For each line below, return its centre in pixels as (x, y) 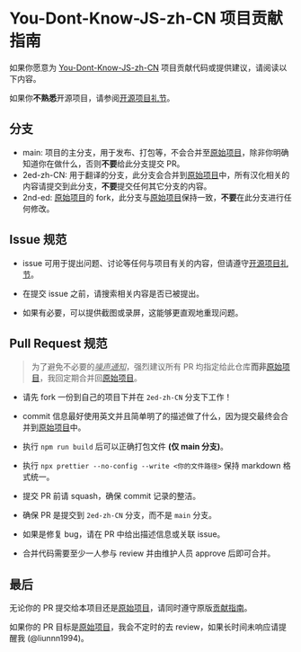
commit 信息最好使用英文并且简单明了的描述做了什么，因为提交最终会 (151, 416)
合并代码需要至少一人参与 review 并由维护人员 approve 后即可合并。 (149, 553)
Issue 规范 (38, 240)
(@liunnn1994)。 (58, 639)
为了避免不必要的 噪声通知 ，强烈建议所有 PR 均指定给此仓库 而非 (149, 367)
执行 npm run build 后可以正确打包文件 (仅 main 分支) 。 (125, 447)
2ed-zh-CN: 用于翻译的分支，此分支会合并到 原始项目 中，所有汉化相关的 (156, 174)
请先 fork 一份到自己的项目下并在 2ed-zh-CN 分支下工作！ (127, 397)
